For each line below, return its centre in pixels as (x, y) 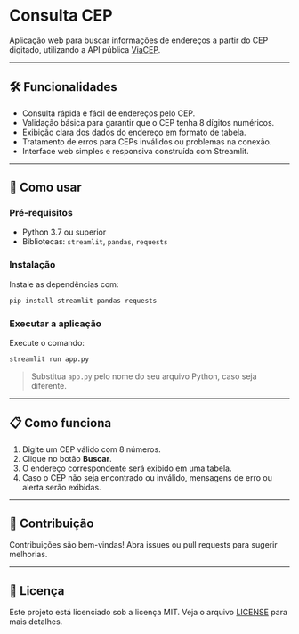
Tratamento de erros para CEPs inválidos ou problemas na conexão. (147, 141)
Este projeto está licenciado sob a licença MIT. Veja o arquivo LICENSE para (148, 613)
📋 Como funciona (61, 423)
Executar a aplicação (56, 324)
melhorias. (28, 555)
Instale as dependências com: (64, 284)
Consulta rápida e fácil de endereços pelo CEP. (109, 113)
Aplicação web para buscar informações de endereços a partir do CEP (139, 40)
